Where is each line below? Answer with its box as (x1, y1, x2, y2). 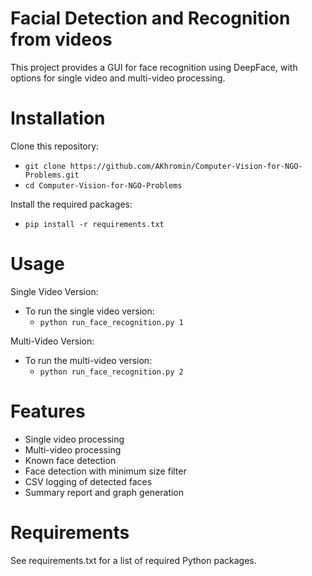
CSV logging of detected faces (24, 475, 153, 487)
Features (10, 400, 86, 422)
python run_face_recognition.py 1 (39, 317, 184, 327)
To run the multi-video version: (24, 354, 153, 366)
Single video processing (24, 433, 125, 445)
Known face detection (24, 454, 117, 466)
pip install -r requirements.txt (24, 219, 165, 229)
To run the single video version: (24, 305, 155, 317)
